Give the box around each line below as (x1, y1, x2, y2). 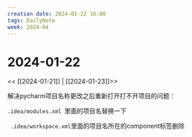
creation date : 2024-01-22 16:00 (7, 10, 106, 18)
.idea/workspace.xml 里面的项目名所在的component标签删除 (10, 121, 186, 131)
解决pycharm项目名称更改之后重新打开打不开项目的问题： (7, 92, 176, 100)
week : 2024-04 (7, 23, 50, 30)
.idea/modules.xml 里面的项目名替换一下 (7, 107, 127, 115)
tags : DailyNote (7, 17, 55, 24)
